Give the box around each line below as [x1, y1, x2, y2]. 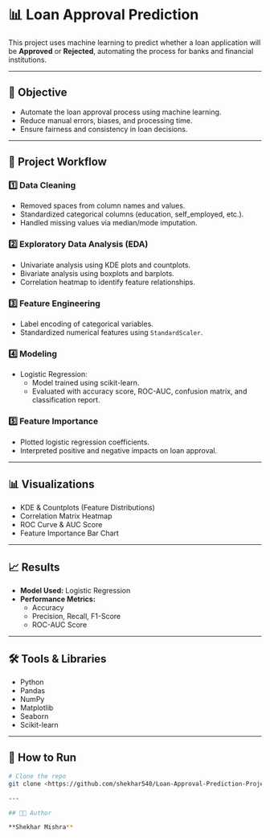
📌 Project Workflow [8, 155, 107, 169]
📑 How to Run [8, 751, 77, 765]
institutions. [8, 55, 47, 64]
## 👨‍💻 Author [8, 809, 52, 817]
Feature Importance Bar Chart [19, 528, 119, 539]
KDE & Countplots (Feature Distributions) [19, 503, 155, 513]
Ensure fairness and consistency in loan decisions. [19, 124, 188, 134]
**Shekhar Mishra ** [8, 824, 74, 832]
